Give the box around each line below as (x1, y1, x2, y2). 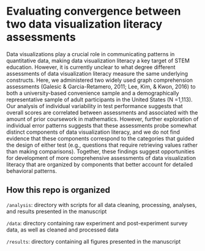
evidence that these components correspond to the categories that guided (6, 134, 195, 142)
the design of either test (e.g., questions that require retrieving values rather (6, 141, 198, 148)
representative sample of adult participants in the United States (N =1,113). (6, 96, 193, 103)
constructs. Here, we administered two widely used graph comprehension (6, 76, 193, 84)
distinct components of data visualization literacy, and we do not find (6, 128, 181, 136)
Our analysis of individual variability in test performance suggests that (6, 102, 183, 109)
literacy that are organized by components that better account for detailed (6, 161, 193, 168)
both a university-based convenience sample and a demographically (6, 89, 179, 96)
